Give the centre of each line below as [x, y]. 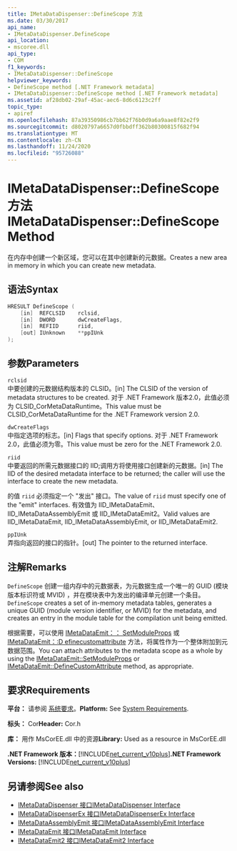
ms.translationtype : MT [43, 133]
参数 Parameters [43, 363]
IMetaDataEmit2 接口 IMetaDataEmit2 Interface [86, 841]
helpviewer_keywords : [40, 80]
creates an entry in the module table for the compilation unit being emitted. [117, 618]
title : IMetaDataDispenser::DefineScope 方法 [75, 14]
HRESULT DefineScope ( [41, 306]
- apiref [20, 113]
